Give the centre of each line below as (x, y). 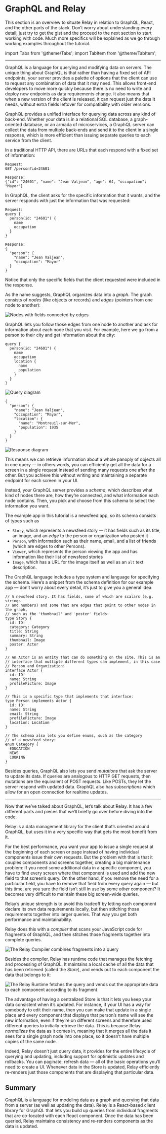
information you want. (27, 506)
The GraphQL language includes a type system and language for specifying (82, 577)
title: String (24, 631)
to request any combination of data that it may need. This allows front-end (81, 83)
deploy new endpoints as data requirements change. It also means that (77, 94)
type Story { (19, 618)
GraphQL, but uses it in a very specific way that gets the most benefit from (81, 832)
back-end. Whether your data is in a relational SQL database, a (69, 119)
